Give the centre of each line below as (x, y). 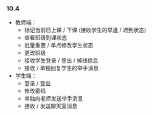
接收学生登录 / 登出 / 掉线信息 (61, 61)
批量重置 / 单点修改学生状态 (59, 45)
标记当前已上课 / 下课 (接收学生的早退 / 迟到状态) (85, 30)
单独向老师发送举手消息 (54, 99)
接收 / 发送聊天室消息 (51, 106)
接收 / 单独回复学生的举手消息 (61, 68)
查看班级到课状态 (46, 38)
